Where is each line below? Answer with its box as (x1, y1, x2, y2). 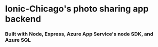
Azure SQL (5, 37, 31, 44)
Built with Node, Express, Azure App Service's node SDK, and (5, 31, 154, 37)
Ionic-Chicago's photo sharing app (5, 3, 149, 14)
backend (5, 13, 41, 24)
